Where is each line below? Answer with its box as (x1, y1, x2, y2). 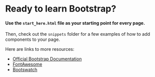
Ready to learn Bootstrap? (5, 3, 117, 15)
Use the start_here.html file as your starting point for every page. (5, 20, 145, 26)
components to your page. (5, 36, 60, 43)
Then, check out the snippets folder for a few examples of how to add (5, 31, 150, 37)
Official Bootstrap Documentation (12, 56, 82, 62)
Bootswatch (12, 66, 38, 73)
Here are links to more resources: (5, 46, 74, 52)
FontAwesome (12, 61, 43, 67)
